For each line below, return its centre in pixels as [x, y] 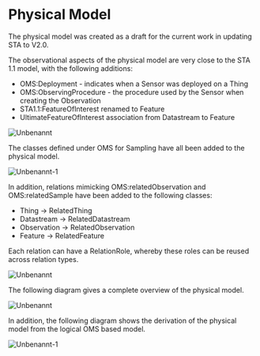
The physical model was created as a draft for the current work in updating [130, 36]
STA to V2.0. [28, 44]
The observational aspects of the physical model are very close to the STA [129, 60]
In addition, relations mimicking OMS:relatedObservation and [107, 186]
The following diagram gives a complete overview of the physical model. [126, 290]
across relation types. [43, 259]
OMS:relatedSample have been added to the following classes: [110, 195]
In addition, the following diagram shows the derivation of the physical [122, 320]
